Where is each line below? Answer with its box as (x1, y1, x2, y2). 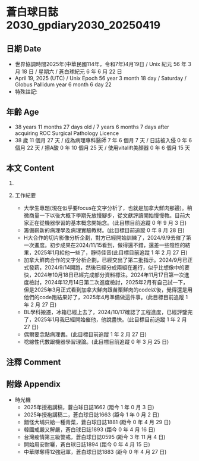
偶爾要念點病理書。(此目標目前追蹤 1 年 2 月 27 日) (23, 331, 147, 338)
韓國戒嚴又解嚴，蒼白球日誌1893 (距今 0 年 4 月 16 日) (23, 426, 156, 433)
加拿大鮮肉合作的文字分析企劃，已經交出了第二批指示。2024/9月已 (23, 256, 188, 264)
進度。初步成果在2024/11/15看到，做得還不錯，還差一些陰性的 (34, 242, 185, 249)
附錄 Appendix (6, 379, 61, 390)
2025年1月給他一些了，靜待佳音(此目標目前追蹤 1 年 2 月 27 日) (34, 249, 188, 256)
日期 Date (6, 43, 42, 54)
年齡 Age (6, 107, 39, 117)
